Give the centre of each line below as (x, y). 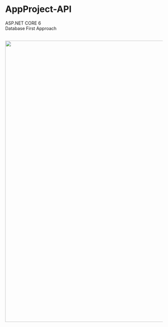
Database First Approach (31, 28)
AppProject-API (38, 9)
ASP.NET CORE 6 (23, 23)
